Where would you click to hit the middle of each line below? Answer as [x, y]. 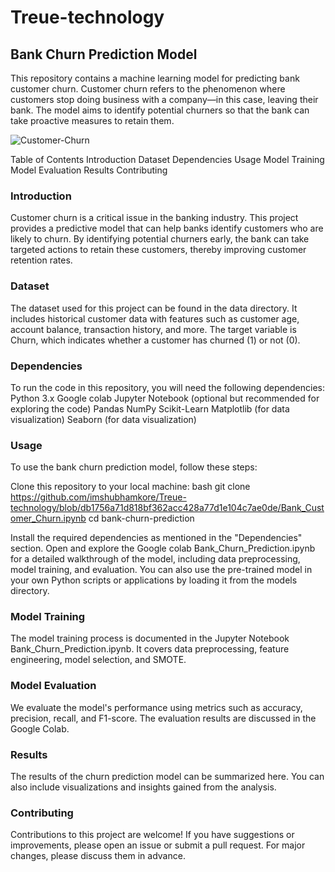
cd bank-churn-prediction [141, 518]
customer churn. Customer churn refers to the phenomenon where [148, 89]
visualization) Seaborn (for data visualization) [103, 419]
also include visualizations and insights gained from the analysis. [143, 787]
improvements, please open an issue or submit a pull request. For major [158, 845]
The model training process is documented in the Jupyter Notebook [150, 638]
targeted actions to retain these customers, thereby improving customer [158, 250]
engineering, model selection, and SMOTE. [98, 660]
